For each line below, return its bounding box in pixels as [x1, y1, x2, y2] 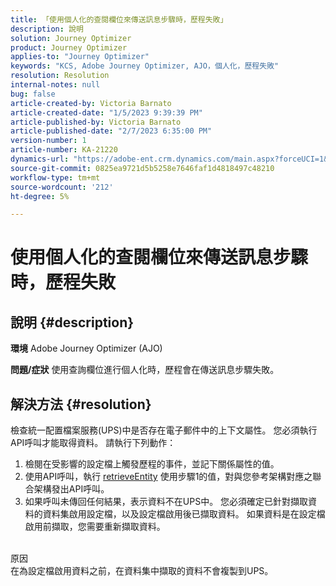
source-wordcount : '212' [10, 182, 114, 192]
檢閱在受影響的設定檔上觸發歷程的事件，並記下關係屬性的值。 [24, 458, 280, 470]
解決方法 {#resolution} [10, 396, 152, 413]
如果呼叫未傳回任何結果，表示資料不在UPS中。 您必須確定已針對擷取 [24, 496, 309, 508]
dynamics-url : [10, 154, 70, 164]
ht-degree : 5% [10, 191, 70, 201]
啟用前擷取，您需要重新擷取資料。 [24, 521, 166, 533]
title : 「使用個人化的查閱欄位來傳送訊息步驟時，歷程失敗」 [10, 14, 228, 25]
